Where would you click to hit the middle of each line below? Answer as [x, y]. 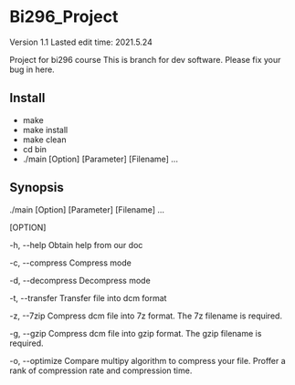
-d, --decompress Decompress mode [80, 280]
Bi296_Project [64, 17]
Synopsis [37, 187]
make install [45, 130]
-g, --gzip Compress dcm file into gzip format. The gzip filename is [136, 333]
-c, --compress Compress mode [71, 263]
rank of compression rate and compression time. [101, 370]
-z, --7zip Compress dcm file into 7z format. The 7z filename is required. [146, 316]
